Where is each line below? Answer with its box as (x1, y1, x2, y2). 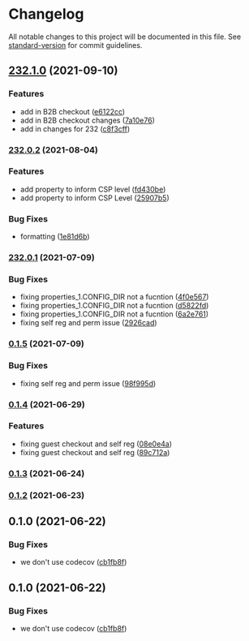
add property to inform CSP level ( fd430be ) (19, 184, 166, 194)
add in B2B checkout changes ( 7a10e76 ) (19, 115, 156, 125)
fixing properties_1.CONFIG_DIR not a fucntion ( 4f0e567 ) (19, 292, 209, 302)
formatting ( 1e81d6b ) (19, 232, 91, 242)
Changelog (8, 5, 84, 24)
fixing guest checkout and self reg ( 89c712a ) (19, 447, 170, 457)
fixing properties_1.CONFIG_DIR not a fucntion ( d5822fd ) (19, 301, 209, 311)
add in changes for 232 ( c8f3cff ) (19, 123, 131, 134)
